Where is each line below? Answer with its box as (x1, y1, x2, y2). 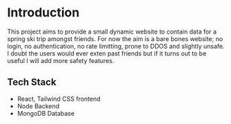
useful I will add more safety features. (7, 56, 114, 64)
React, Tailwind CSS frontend (17, 95, 101, 103)
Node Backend (17, 101, 60, 110)
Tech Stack (7, 77, 57, 88)
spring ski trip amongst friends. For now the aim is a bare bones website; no (7, 34, 223, 42)
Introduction (7, 5, 80, 21)
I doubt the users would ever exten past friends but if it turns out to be (7, 49, 207, 58)
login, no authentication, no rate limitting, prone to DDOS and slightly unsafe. (7, 42, 225, 50)
